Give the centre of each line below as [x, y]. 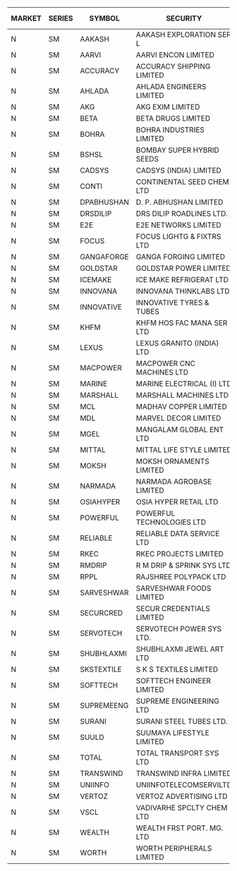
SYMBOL [104, 18]
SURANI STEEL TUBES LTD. [182, 721]
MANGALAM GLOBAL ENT [180, 430]
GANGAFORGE [104, 257]
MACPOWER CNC [166, 364]
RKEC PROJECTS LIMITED [180, 554]
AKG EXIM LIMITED [168, 107]
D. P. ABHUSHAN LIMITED [180, 202]
